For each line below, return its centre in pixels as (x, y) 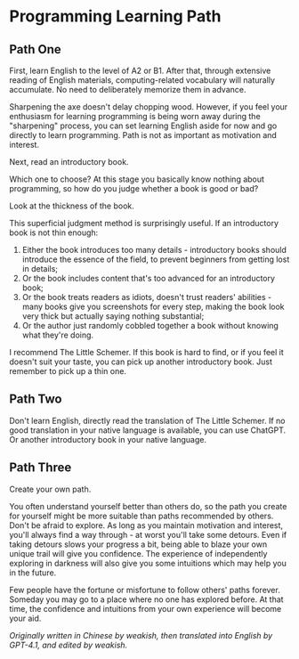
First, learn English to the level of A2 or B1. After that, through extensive (140, 70)
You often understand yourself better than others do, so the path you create (148, 506)
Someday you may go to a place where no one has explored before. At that (146, 599)
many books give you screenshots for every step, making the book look (153, 306)
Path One (36, 49)
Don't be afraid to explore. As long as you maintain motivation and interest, (146, 525)
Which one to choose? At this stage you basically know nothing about (137, 179)
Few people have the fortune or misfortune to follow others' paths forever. (145, 590)
